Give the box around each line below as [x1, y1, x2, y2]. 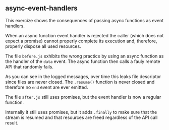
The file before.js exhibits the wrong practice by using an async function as [5, 53, 164, 59]
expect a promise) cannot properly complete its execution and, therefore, [5, 38, 157, 44]
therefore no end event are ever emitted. [5, 84, 88, 90]
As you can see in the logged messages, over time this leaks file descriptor [5, 73, 161, 80]
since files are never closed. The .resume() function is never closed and [5, 79, 155, 85]
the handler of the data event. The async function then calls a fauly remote [5, 58, 160, 64]
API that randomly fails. [5, 63, 54, 70]
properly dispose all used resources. [5, 43, 82, 49]
